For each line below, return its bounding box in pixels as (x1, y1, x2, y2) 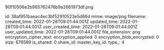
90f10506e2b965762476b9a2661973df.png (5, 4, 94, 10)
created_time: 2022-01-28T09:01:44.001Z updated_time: (5, 19, 119, 24)
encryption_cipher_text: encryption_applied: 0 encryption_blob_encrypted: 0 (5, 34, 159, 40)
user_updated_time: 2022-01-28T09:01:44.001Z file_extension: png (5, 29, 141, 34)
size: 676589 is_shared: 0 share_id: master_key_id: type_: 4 (5, 39, 125, 45)
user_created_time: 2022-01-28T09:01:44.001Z (43, 24, 138, 30)
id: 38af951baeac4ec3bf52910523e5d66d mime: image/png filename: (5, 14, 147, 19)
